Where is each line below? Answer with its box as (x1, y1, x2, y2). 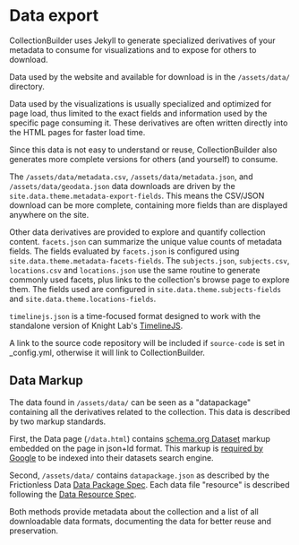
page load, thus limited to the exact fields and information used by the (9, 108, 268, 118)
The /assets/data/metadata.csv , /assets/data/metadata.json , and (9, 171, 253, 182)
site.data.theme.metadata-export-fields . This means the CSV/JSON (9, 190, 265, 201)
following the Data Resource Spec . (9, 489, 137, 499)
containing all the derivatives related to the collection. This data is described (9, 406, 291, 417)
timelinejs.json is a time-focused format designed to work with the (9, 310, 261, 321)
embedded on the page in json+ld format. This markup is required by (9, 443, 264, 454)
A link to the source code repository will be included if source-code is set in (9, 337, 285, 348)
